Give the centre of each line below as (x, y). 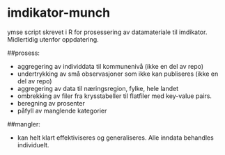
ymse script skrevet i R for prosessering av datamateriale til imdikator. (107, 32)
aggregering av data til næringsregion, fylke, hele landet (98, 88)
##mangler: (24, 124)
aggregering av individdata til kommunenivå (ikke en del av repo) (110, 66)
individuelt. (33, 145)
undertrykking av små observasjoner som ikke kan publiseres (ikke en (118, 74)
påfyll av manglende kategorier (62, 111)
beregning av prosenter (51, 103)
